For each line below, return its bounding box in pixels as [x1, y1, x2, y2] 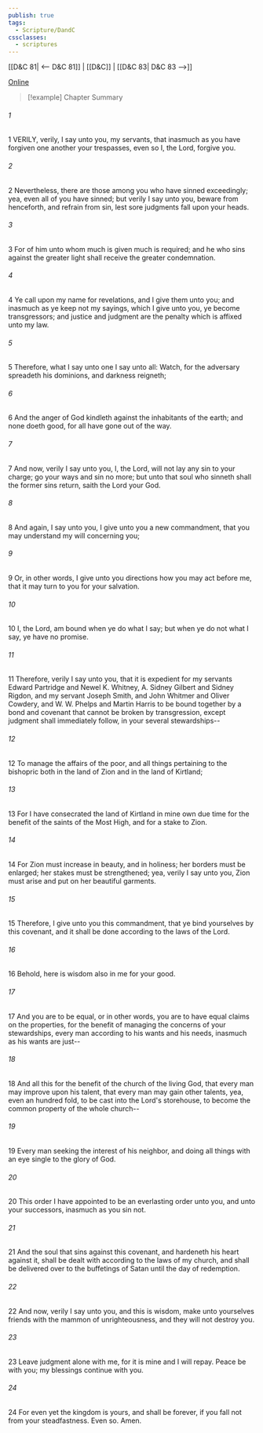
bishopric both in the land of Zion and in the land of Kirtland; [8, 767, 203, 776]
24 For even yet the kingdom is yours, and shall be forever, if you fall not [8, 1408, 242, 1417]
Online [8, 78, 30, 87]
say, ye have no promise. [8, 633, 89, 642]
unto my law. [8, 319, 49, 330]
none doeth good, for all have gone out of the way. [8, 421, 172, 431]
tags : [8, 19, 26, 27]
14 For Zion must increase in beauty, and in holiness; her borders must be [8, 859, 246, 869]
